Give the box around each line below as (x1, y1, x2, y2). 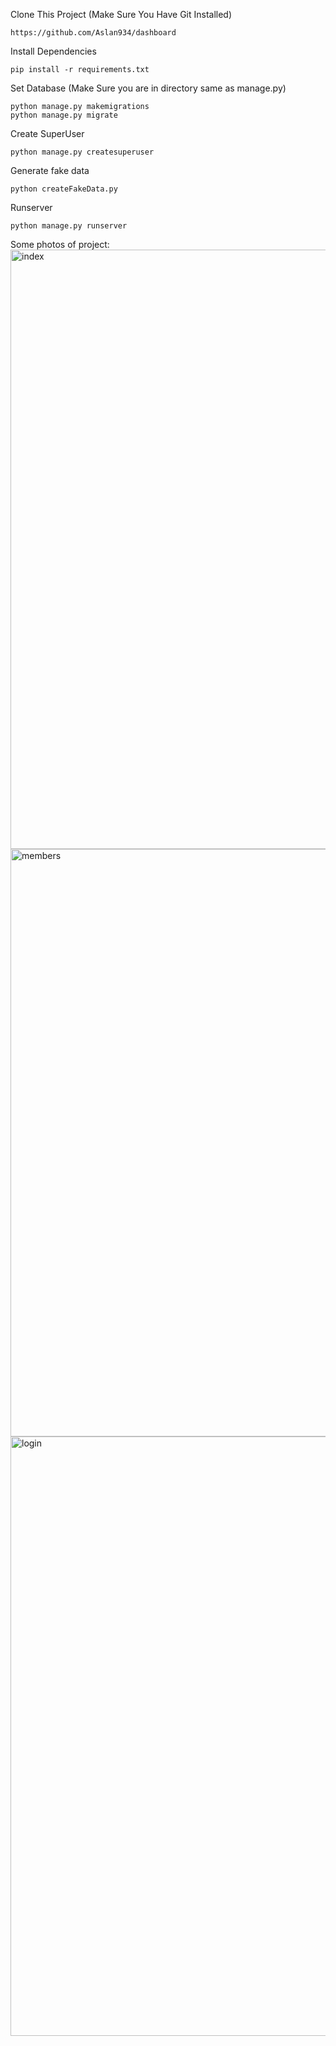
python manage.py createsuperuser (10, 147, 155, 157)
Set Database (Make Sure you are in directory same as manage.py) (10, 82, 287, 94)
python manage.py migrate (10, 110, 118, 120)
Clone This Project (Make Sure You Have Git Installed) (10, 9, 233, 20)
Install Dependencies (10, 45, 97, 57)
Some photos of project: (10, 239, 110, 250)
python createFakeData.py (10, 184, 118, 194)
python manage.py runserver (10, 221, 128, 231)
